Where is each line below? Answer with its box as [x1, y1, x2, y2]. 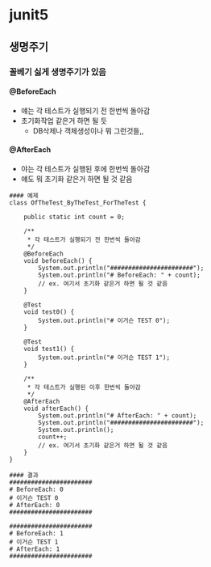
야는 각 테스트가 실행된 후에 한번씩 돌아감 [20, 163, 151, 173]
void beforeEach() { [23, 256, 93, 264]
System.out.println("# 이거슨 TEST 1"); [38, 353, 171, 362]
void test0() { [23, 307, 75, 316]
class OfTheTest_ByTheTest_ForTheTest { [9, 198, 147, 207]
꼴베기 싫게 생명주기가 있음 [9, 66, 107, 78]
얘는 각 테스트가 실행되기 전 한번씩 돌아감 [20, 105, 151, 115]
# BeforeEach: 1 [9, 529, 64, 537]
